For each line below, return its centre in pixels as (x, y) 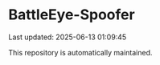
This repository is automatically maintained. (80, 52)
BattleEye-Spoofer (72, 15)
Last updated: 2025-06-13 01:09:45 (68, 37)
